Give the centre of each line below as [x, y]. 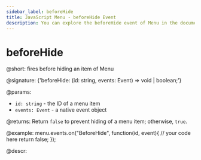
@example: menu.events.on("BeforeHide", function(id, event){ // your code [99, 133]
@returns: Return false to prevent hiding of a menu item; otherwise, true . [97, 121]
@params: [19, 92]
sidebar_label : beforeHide [40, 12]
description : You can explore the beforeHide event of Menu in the [92, 23]
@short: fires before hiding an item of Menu [60, 69]
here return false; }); [31, 139]
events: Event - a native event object [61, 110]
